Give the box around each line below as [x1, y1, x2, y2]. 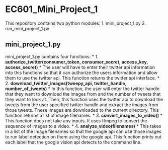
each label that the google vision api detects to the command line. [5, 139, 142, 145]
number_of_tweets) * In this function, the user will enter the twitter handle [5, 86, 160, 92]
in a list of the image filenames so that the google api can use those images [5, 128, 162, 134]
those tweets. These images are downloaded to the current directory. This [5, 107, 159, 113]
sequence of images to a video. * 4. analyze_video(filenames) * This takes [5, 123, 161, 129]
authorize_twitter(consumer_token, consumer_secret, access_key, [5, 59, 148, 65]
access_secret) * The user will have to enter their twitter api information [5, 64, 155, 70]
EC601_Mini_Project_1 [5, 4, 98, 15]
